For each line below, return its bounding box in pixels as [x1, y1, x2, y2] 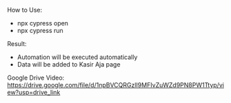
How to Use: [7, 6, 43, 14]
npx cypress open [17, 19, 69, 27]
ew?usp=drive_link [7, 89, 61, 96]
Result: [7, 40, 27, 47]
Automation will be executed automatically [17, 53, 138, 61]
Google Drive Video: [7, 73, 65, 82]
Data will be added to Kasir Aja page [17, 60, 121, 68]
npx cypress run [17, 27, 63, 34]
